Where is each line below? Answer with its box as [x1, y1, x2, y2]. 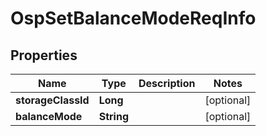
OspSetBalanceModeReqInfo [10, 7, 257, 30]
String [98, 110, 129, 123]
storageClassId [15, 93, 90, 107]
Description [138, 77, 196, 90]
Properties [10, 47, 78, 64]
